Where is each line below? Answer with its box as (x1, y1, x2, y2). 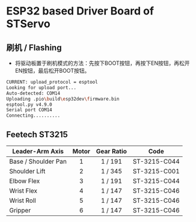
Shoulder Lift (9, 167, 46, 175)
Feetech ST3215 (6, 129, 68, 140)
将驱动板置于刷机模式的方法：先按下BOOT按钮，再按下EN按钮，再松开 (14, 60, 190, 67)
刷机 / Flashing (6, 42, 62, 52)
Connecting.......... (6, 113, 61, 119)
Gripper (9, 206, 31, 214)
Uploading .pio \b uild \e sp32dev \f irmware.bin (6, 96, 120, 102)
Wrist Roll (9, 196, 36, 205)
